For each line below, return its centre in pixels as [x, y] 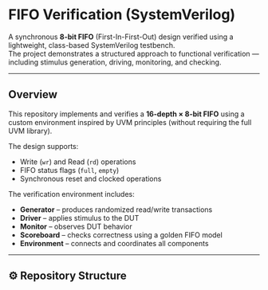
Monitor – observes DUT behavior [76, 226]
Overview [33, 94]
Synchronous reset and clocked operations [91, 178]
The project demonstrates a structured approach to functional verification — [134, 53]
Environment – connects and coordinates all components [114, 243]
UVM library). [30, 131]
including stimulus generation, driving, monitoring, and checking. [115, 62]
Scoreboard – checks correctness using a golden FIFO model [121, 235]
